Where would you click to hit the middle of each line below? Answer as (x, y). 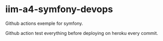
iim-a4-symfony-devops (59, 9)
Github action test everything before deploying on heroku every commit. (82, 33)
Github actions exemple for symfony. (44, 23)
